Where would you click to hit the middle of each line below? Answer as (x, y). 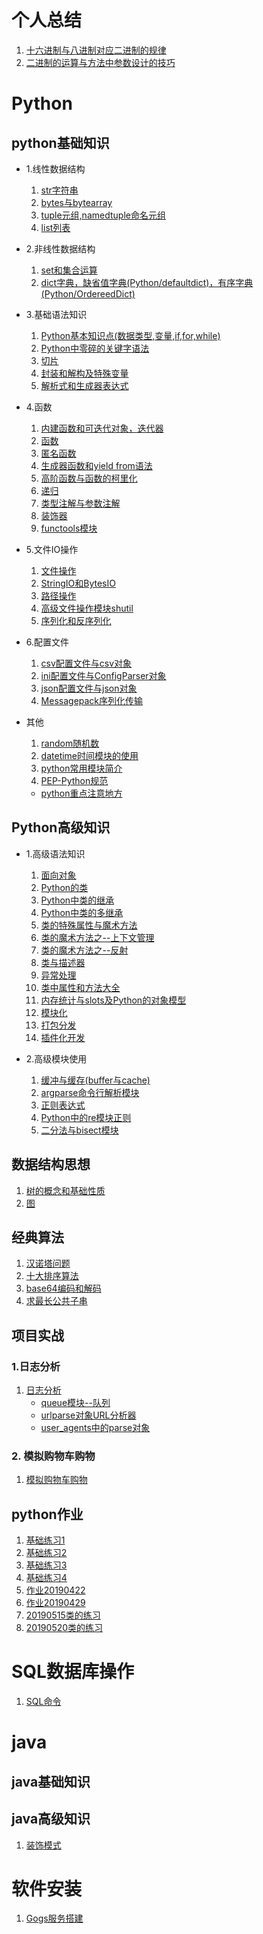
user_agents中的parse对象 (95, 1428)
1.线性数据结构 (55, 168)
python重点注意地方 (81, 793)
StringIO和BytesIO (78, 583)
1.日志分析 (36, 1366)
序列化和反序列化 (76, 620)
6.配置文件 (47, 642)
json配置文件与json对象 (89, 688)
